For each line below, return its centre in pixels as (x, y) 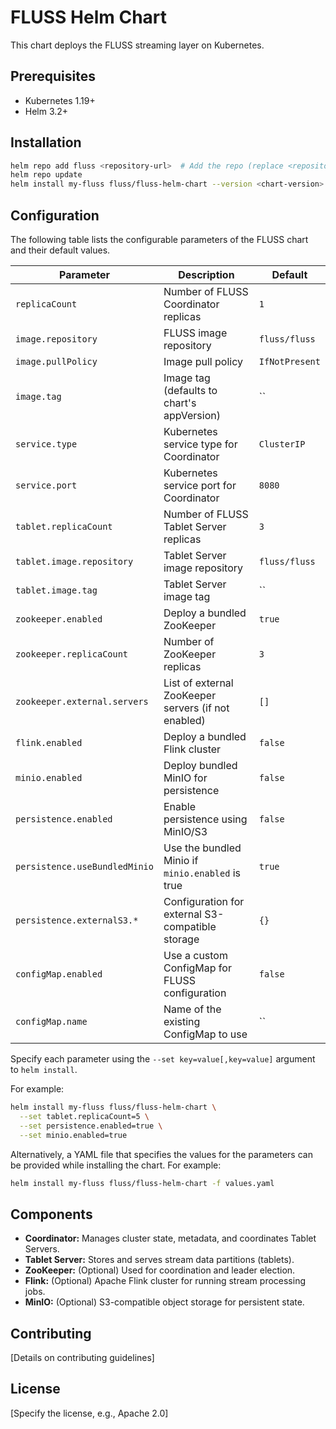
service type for (200, 444)
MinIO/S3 (185, 831)
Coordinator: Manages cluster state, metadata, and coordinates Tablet (170, 1238)
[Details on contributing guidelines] (82, 1357)
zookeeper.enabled (59, 619)
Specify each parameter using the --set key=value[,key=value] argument (163, 1059)
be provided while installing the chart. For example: (116, 1165)
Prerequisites (53, 76)
